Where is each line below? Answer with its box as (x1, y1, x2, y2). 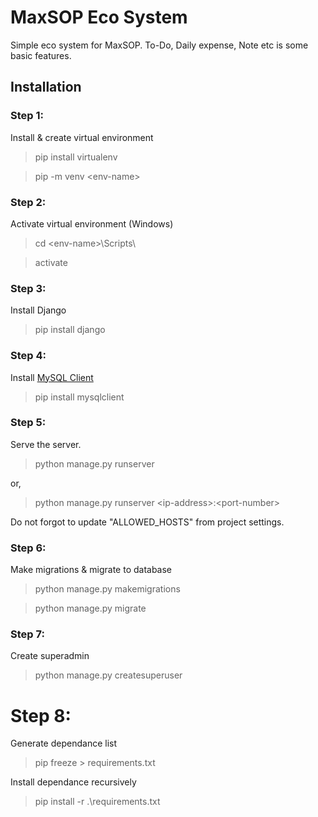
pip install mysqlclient (34, 391, 125, 403)
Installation (10, 79, 82, 96)
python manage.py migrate (34, 602, 147, 615)
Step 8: (10, 704, 72, 727)
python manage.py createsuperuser (34, 669, 183, 681)
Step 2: (10, 195, 47, 209)
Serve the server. (10, 438, 82, 450)
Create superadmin (10, 650, 90, 662)
